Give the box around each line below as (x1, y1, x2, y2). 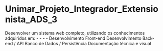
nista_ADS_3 (5, 14, 58, 25)
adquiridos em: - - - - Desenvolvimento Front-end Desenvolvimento (5, 35, 142, 41)
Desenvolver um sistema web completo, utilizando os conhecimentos (5, 30, 145, 36)
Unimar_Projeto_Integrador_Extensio (5, 3, 159, 15)
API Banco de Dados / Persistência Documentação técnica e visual (16, 40, 152, 46)
